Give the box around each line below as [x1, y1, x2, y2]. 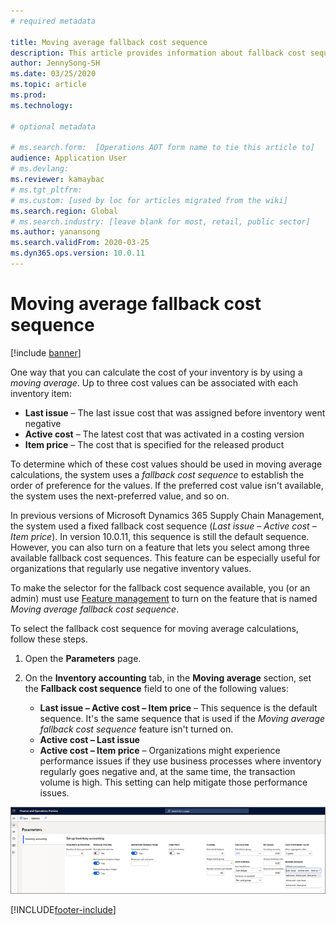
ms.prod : [10, 90, 47, 100]
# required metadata [10, 16, 97, 26]
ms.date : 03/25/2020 [10, 69, 97, 79]
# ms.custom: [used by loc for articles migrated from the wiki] [10, 195, 288, 205]
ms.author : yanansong [10, 227, 101, 237]
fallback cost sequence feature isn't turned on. [39, 723, 234, 735]
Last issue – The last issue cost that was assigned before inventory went [24, 406, 326, 419]
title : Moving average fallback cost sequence [10, 37, 208, 47]
